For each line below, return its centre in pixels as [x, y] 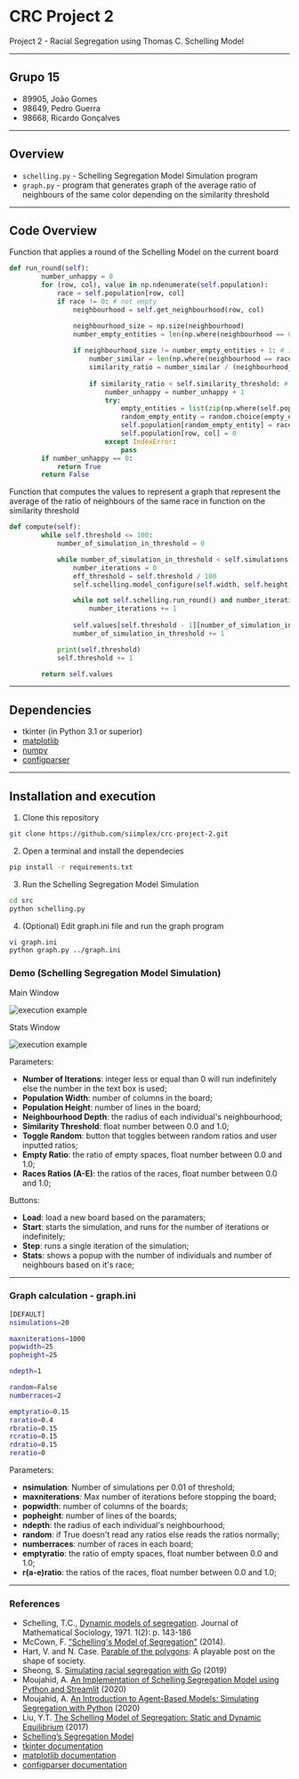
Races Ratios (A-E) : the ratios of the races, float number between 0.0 [149, 1173]
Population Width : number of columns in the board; [117, 1097]
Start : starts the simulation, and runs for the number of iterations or [145, 1226]
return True [79, 466]
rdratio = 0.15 [33, 1445]
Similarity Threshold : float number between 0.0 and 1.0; [125, 1126]
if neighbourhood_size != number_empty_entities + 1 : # [178, 351]
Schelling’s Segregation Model [78, 1736]
